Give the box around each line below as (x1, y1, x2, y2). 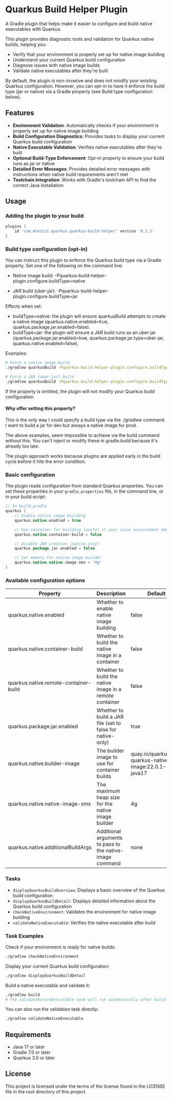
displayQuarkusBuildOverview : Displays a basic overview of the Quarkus (12, 887, 165, 893)
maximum (96, 788, 120, 795)
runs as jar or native (12, 160, 55, 166)
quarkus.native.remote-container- (8, 680, 92, 687)
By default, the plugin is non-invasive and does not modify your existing (5, 77, 157, 83)
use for (96, 760, 114, 767)
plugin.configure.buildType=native (12, 278, 85, 284)
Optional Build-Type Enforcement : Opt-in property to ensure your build (12, 155, 165, 161)
